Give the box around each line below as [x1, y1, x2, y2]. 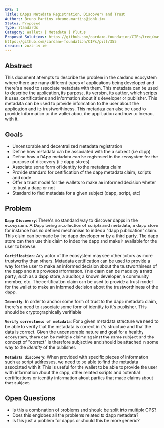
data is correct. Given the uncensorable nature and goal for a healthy [5, 329, 144, 335]
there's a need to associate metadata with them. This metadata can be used [5, 85, 158, 91]
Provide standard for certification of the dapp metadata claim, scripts [12, 169, 151, 175]
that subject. [5, 380, 30, 386]
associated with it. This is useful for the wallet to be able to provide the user [5, 364, 158, 370]
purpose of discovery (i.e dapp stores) [12, 159, 90, 165]
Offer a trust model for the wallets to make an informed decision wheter [12, 180, 156, 186]
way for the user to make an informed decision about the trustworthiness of [5, 263, 157, 269]
